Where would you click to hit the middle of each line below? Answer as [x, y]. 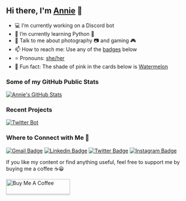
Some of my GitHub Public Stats [53, 82]
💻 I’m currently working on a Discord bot [64, 25]
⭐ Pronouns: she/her [40, 58]
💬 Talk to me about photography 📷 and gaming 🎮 [75, 40]
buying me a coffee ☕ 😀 [35, 169]
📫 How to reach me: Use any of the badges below [76, 49]
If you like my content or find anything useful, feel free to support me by [93, 162]
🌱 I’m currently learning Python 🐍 [55, 33]
